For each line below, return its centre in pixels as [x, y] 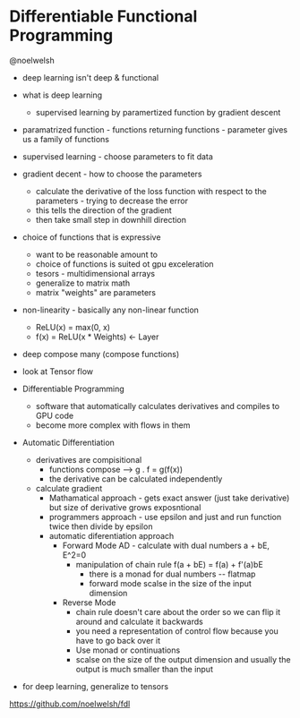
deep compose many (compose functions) [101, 354]
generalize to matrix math [83, 283]
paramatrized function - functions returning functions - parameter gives [155, 129]
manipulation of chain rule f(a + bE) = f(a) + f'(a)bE [170, 564]
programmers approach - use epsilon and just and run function [165, 517]
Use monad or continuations [128, 650]
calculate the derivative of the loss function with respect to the [151, 191]
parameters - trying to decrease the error [111, 201]
